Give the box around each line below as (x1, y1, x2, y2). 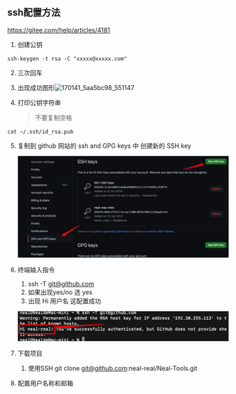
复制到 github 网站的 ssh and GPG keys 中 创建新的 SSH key (17, 141, 192, 150)
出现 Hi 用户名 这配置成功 (27, 297, 102, 305)
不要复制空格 (34, 113, 72, 122)
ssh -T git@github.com (27, 280, 95, 288)
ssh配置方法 (7, 6, 61, 19)
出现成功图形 (17, 83, 55, 91)
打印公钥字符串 (17, 98, 61, 107)
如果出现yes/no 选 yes (27, 288, 93, 297)
